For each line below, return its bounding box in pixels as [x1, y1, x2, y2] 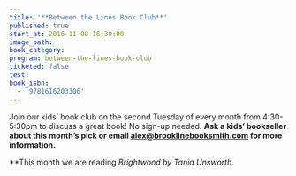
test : [9, 71, 29, 80]
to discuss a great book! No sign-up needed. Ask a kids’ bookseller [39, 120, 287, 131]
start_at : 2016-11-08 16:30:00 [9, 29, 125, 38]
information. [9, 139, 56, 150]
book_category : [9, 46, 65, 55]
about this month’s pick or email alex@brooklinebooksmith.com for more [9, 130, 283, 141]
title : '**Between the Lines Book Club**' [9, 12, 168, 22]
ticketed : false [9, 63, 69, 72]
